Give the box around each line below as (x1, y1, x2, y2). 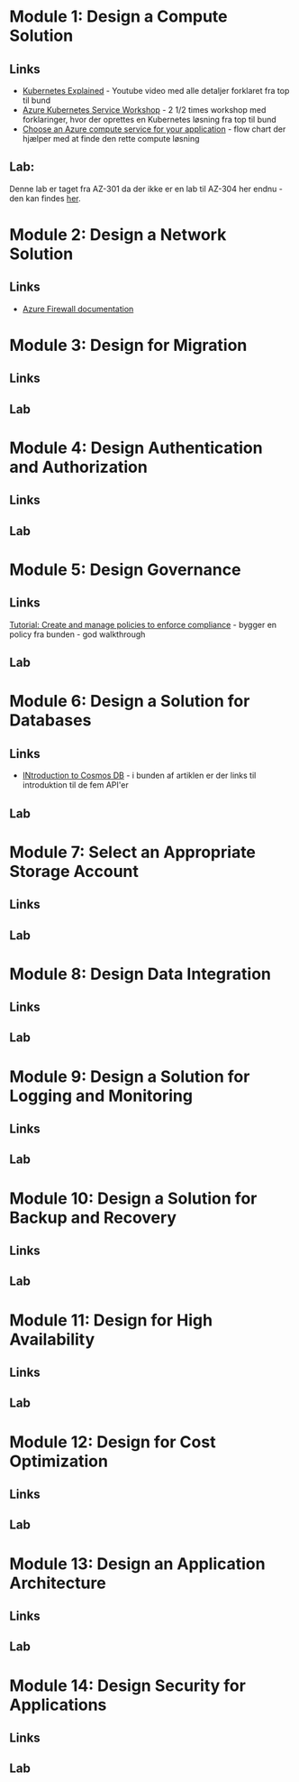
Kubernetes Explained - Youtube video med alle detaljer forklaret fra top (22, 86, 290, 96)
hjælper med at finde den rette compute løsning (22, 134, 200, 143)
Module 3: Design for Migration (9, 336, 248, 355)
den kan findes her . (9, 192, 81, 204)
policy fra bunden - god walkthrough (9, 629, 146, 640)
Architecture (9, 1573, 106, 1593)
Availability (9, 1329, 95, 1350)
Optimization (9, 1451, 108, 1472)
